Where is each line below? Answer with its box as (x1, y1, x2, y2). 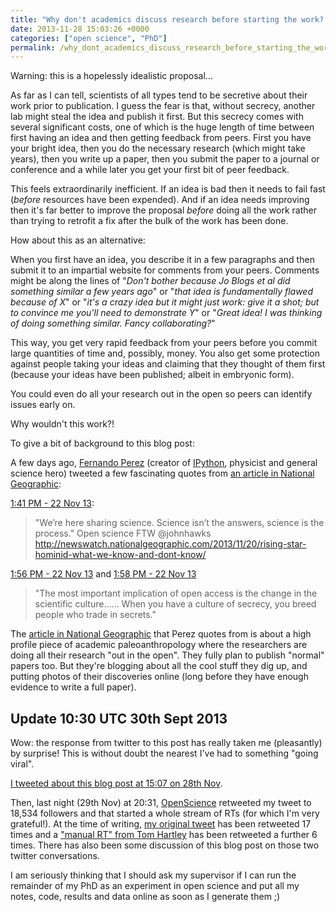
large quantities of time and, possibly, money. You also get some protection (10, 347, 321, 360)
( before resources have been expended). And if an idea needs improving (10, 194, 310, 206)
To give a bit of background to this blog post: (10, 437, 195, 450)
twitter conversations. (10, 850, 100, 862)
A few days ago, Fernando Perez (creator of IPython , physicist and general (10, 457, 318, 469)
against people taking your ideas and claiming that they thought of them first (10, 358, 326, 370)
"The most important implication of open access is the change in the (34, 587, 318, 600)
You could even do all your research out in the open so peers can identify (10, 388, 313, 400)
